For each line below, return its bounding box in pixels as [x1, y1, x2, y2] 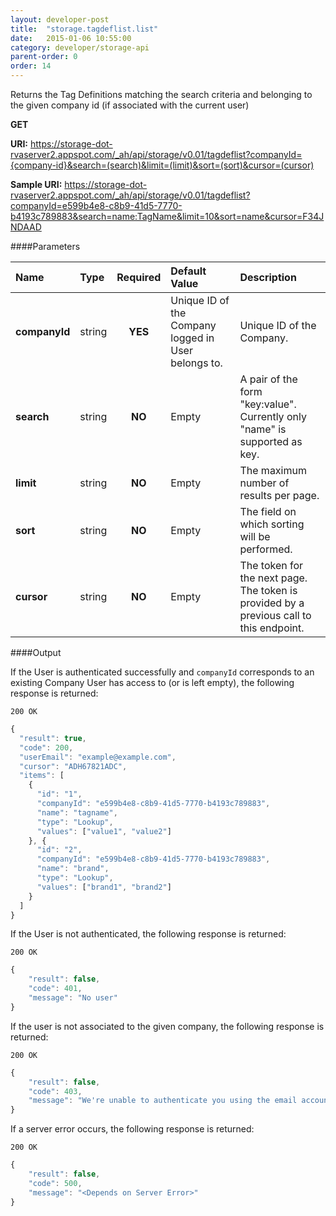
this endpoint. [239, 621, 305, 635]
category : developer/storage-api [10, 42, 150, 53]
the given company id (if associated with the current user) [10, 99, 250, 111]
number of [239, 476, 290, 490]
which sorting [239, 517, 305, 531]
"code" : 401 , [28, 984, 83, 994]
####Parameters [10, 241, 81, 252]
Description [239, 271, 297, 284]
